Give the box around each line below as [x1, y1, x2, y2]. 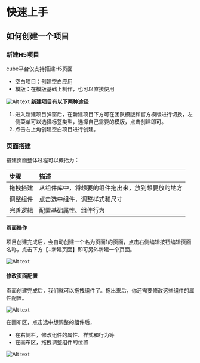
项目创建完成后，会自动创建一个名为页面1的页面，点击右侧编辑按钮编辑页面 [6, 238, 192, 245]
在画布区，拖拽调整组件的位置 [14, 339, 88, 346]
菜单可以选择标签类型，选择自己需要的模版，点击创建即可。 [20, 118, 167, 125]
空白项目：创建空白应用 [14, 78, 73, 85]
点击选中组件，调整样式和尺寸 [39, 195, 124, 204]
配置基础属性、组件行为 [39, 207, 106, 215]
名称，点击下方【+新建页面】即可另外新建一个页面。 [6, 246, 136, 253]
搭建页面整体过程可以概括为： [6, 156, 79, 164]
